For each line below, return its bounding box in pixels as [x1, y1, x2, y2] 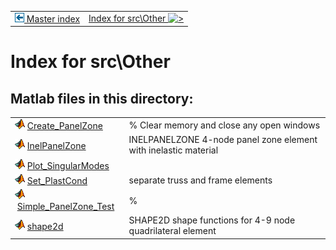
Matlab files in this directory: [10, 90, 194, 107]
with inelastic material [128, 144, 219, 156]
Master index [26, 12, 81, 25]
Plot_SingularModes [26, 159, 110, 171]
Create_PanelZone [26, 120, 103, 131]
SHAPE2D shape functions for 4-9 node [128, 214, 296, 226]
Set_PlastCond [26, 174, 88, 186]
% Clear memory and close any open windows [128, 119, 321, 131]
